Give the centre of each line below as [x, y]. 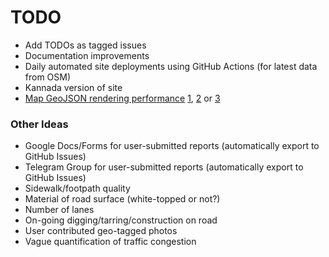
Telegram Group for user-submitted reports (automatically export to [164, 167]
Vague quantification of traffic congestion [110, 242]
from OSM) [48, 77]
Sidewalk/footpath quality [77, 188]
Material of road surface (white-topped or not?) [122, 199]
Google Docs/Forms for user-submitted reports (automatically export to [172, 146]
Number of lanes [59, 210]
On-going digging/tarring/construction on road [121, 220]
